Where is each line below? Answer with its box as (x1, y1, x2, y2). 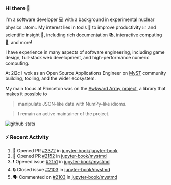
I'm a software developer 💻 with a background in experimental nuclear (5, 16, 155, 23)
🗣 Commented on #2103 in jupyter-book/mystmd (12, 174, 117, 180)
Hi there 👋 (5, 5, 31, 12)
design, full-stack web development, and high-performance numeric (5, 55, 150, 61)
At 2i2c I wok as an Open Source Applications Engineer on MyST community (5, 70, 166, 76)
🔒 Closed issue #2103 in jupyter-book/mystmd (12, 166, 110, 172)
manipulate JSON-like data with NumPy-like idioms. (17, 101, 127, 107)
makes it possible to (5, 91, 47, 97)
